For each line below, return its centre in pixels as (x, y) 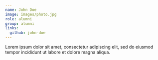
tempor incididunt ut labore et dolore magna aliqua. (58, 52)
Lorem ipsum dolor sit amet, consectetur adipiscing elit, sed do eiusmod (79, 47)
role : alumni (19, 19)
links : (12, 28)
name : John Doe (21, 10)
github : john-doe (28, 33)
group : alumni (20, 24)
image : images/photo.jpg (31, 14)
